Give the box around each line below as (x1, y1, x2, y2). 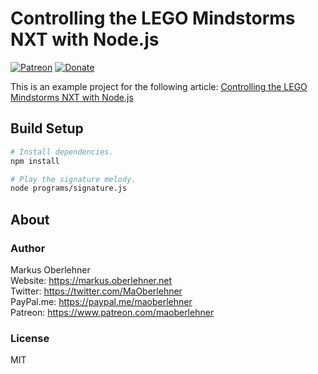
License (10, 331, 50, 345)
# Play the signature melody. (10, 174, 137, 184)
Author (10, 241, 46, 255)
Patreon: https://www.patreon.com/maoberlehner (10, 306, 215, 318)
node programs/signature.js (10, 183, 128, 194)
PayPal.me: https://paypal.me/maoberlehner (10, 295, 193, 307)
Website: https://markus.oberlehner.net (10, 274, 173, 286)
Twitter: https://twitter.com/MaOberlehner (10, 285, 183, 297)
